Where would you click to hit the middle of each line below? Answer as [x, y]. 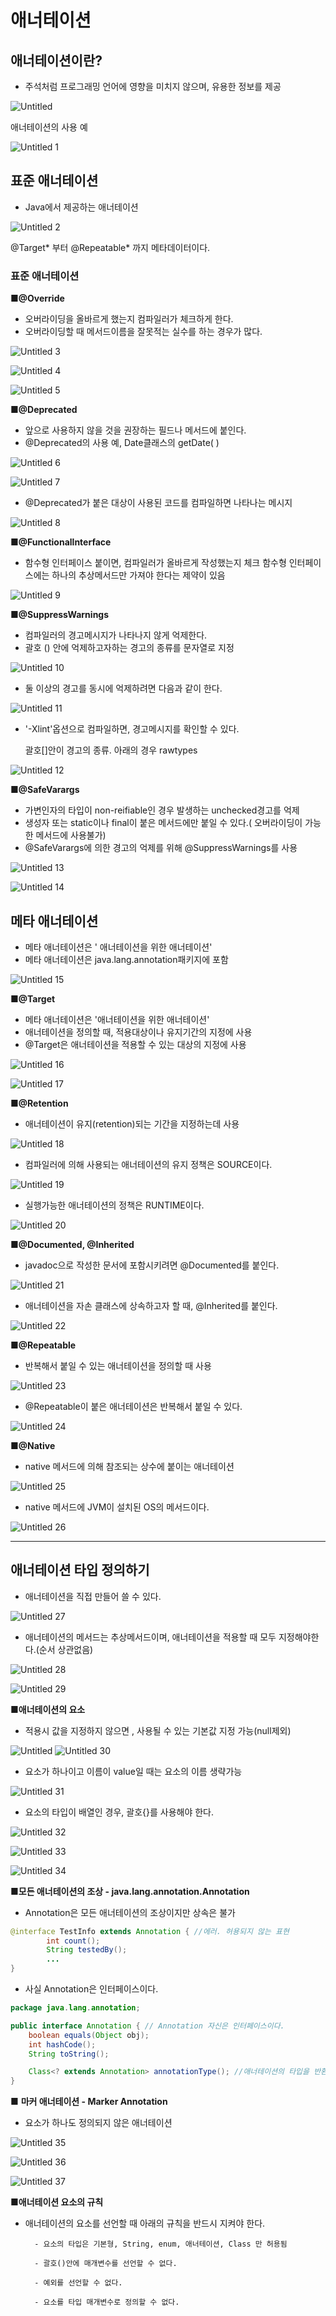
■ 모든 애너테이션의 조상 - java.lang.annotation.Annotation [130, 1891]
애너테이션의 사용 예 [49, 127]
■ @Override [37, 298]
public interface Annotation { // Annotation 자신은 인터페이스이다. [147, 2026]
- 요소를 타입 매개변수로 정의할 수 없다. [107, 2302]
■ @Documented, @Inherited [72, 1244]
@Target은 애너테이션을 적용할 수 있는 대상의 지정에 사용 [135, 1044]
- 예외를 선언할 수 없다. [78, 2283]
